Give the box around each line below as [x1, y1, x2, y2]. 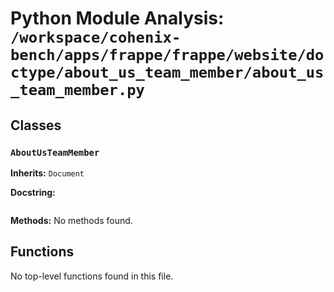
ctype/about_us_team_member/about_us [10, 63, 325, 82]
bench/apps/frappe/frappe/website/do [10, 46, 325, 65]
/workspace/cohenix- [10, 28, 182, 47]
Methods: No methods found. [10, 214, 133, 226]
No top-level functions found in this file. [10, 270, 174, 282]
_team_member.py [10, 81, 145, 100]
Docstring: [10, 186, 56, 198]
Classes [10, 117, 62, 134]
